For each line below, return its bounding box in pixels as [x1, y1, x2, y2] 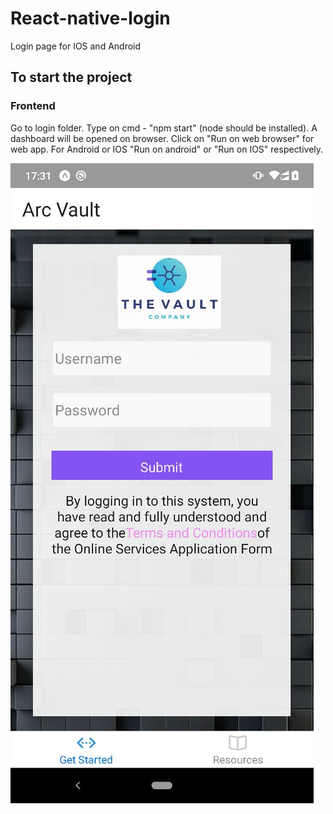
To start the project [10, 69, 133, 86]
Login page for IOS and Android [10, 40, 142, 52]
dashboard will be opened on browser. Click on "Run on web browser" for [10, 132, 315, 144]
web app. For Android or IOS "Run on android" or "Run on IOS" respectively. [10, 143, 324, 155]
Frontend [10, 99, 56, 113]
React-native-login [10, 7, 171, 30]
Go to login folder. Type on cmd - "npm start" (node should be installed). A [10, 122, 318, 134]
